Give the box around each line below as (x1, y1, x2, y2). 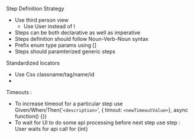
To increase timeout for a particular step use (14, 100, 123, 107)
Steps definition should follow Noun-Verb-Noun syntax (14, 36, 149, 42)
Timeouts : (6, 89, 33, 95)
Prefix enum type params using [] (14, 41, 96, 49)
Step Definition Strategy (6, 5, 64, 12)
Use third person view (14, 17, 69, 23)
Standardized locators (6, 59, 60, 66)
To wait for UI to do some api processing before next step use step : (14, 119, 180, 126)
